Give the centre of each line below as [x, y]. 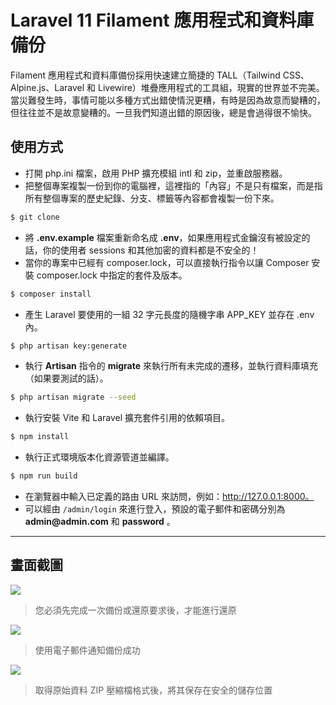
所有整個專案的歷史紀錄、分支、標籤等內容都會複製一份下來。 [152, 198]
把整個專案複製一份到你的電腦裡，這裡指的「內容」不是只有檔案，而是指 [173, 185]
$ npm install [40, 437]
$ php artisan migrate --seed [73, 397]
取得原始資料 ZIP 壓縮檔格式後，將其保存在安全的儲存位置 [153, 690]
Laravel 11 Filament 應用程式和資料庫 [162, 20]
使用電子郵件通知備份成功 [87, 650]
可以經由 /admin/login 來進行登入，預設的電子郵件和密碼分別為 [155, 509]
